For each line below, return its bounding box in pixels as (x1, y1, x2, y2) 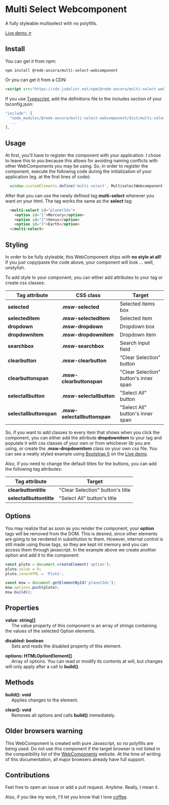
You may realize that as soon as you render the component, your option (5, 525, 154, 531)
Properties (5, 603, 39, 612)
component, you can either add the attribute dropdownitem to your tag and (5, 435, 162, 440)
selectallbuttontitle (8, 495, 54, 501)
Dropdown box (120, 323, 155, 330)
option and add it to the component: (5, 552, 79, 558)
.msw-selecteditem (61, 315, 110, 322)
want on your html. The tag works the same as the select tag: (5, 198, 133, 204)
